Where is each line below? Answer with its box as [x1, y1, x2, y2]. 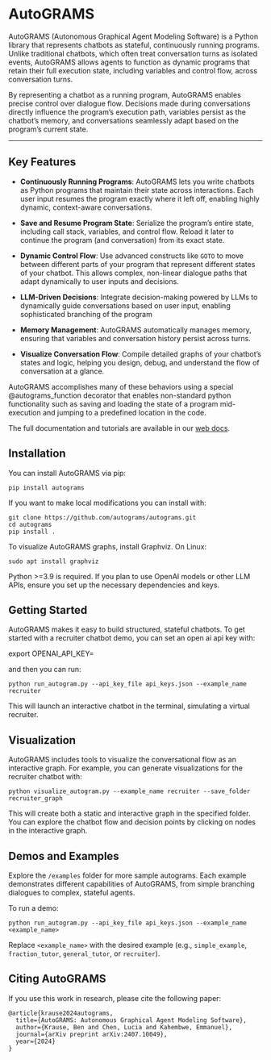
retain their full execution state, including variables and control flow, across [8, 65, 258, 75]
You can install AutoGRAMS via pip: [8, 468, 127, 478]
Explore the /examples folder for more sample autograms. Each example [8, 870, 247, 880]
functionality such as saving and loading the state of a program [8, 399, 219, 408]
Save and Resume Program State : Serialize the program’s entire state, [19, 218, 254, 227]
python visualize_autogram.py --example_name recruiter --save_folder [8, 787, 251, 795]
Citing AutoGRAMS [8, 972, 106, 986]
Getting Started [8, 603, 88, 617]
